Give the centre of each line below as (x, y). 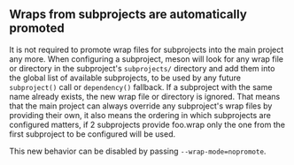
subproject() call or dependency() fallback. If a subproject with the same (141, 86)
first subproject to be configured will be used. (92, 134)
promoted (37, 29)
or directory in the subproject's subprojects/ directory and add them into (142, 68)
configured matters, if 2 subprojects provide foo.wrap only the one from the (147, 124)
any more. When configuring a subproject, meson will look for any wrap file (146, 59)
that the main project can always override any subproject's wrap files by (141, 106)
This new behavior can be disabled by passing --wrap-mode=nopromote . (138, 151)
